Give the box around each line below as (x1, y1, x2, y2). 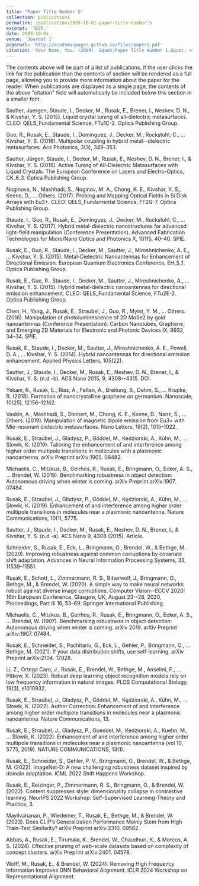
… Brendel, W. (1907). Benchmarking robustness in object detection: (6, 617, 172, 624)
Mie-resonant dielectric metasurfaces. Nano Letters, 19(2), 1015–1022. (6, 423, 178, 430)
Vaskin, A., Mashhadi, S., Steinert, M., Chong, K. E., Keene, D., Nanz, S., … (6, 410, 187, 417)
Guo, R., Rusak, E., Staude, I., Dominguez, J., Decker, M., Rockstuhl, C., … (6, 131, 185, 138)
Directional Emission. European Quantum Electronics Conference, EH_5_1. (6, 259, 185, 266)
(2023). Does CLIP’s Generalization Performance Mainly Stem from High (6, 818, 182, 825)
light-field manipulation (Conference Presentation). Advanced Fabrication (6, 228, 185, 235)
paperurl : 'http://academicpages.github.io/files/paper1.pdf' (6, 42, 163, 48)
